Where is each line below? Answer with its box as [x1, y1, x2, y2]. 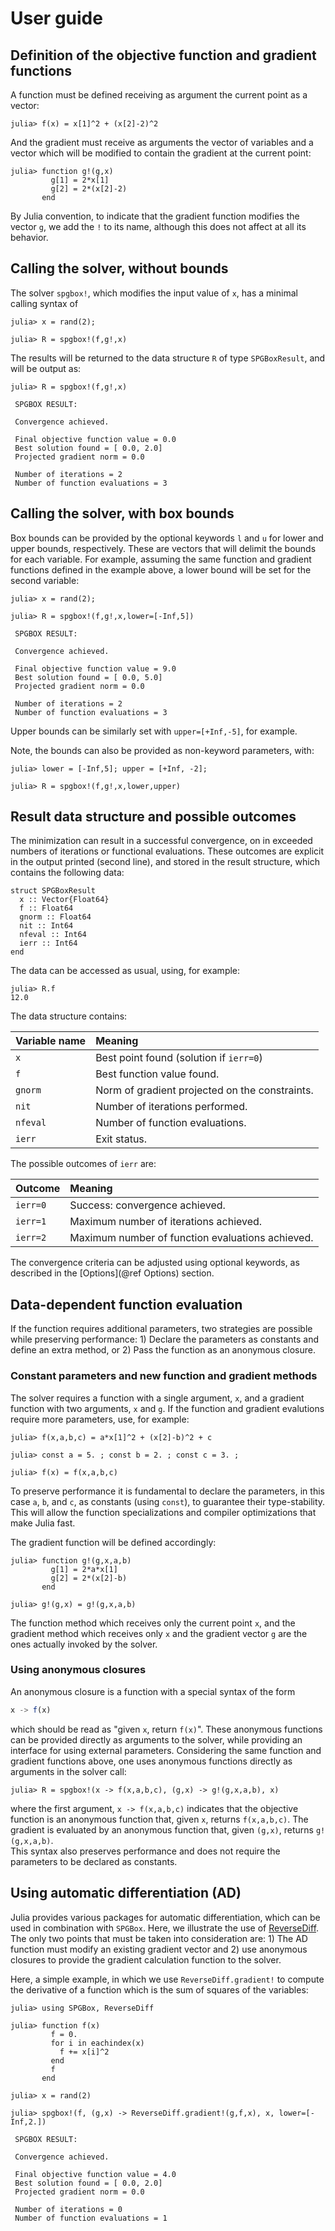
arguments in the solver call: [10, 1765, 127, 1777]
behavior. [10, 232, 49, 243]
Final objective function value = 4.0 [14, 2169, 177, 2179]
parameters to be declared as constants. [10, 1855, 178, 1867]
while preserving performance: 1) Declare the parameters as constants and [10, 1333, 320, 1346]
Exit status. [95, 1132, 148, 1146]
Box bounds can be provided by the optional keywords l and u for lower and [10, 532, 324, 544]
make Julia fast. [10, 1517, 76, 1529]
